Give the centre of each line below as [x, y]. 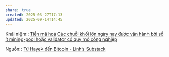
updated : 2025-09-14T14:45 [34, 19]
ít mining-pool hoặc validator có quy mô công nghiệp [61, 39]
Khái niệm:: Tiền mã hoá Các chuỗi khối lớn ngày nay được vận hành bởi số [84, 34]
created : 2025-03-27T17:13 [34, 15]
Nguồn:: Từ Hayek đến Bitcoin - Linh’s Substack [56, 49]
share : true [18, 10]
